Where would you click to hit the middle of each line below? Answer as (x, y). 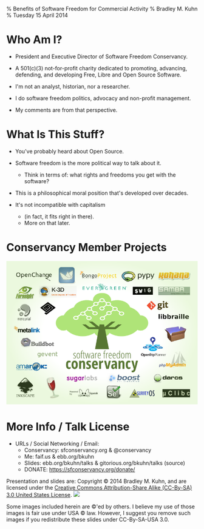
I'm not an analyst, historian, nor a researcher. (73, 86)
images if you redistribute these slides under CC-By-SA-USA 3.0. (88, 519)
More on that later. (47, 223)
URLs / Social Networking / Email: (57, 443)
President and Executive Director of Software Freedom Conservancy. (101, 56)
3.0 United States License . (39, 494)
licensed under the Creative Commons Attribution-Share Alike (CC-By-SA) (99, 487)
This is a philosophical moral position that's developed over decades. (102, 193)
